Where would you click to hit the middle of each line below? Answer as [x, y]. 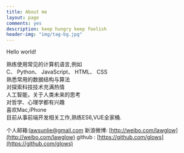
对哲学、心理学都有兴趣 [35, 102]
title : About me [27, 12]
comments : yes [24, 23]
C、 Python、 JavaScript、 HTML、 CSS [57, 72]
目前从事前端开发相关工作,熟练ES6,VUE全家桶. [64, 117]
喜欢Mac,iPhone [26, 110]
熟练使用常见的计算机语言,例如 [44, 64]
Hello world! [21, 52]
